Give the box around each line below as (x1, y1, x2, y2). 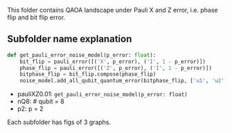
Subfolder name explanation (7, 33, 132, 45)
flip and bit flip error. (7, 13, 66, 21)
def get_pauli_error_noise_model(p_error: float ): (7, 51, 157, 58)
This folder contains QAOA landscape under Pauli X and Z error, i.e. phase (7, 6, 218, 14)
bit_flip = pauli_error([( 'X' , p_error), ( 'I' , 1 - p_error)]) (19, 58, 206, 65)
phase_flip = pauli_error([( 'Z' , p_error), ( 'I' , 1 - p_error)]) (19, 64, 213, 71)
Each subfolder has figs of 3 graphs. (7, 118, 111, 127)
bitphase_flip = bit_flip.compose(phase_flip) (19, 71, 157, 78)
